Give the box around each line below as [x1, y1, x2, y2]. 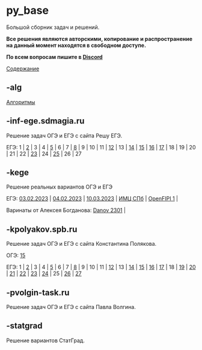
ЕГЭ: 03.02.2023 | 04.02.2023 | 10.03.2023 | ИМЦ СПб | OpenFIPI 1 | [6, 195, 179, 202]
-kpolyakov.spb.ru [6, 224, 78, 234]
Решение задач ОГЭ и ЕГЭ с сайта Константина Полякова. [6, 240, 157, 248]
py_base [6, 4, 49, 17]
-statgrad [6, 320, 43, 331]
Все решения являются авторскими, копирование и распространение [6, 35, 193, 42]
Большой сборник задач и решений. [6, 23, 100, 31]
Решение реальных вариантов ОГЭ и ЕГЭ [6, 183, 113, 190]
